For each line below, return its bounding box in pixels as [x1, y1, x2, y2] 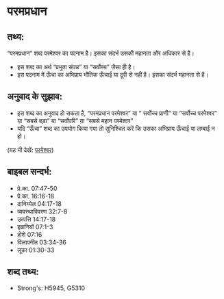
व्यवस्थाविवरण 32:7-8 [16, 207, 68, 216]
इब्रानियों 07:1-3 [16, 222, 53, 231]
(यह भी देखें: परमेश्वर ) [7, 146, 54, 154]
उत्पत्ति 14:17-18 [16, 215, 56, 223]
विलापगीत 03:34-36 [16, 238, 67, 246]
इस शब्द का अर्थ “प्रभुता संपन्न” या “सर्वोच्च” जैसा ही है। [16, 63, 136, 71]
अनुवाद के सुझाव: [7, 91, 63, 103]
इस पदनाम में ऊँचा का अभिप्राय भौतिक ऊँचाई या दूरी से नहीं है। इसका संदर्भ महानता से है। [16, 70, 209, 79]
